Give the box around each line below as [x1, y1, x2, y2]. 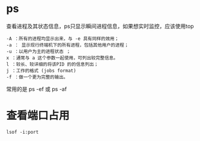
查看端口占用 [6, 109, 70, 122]
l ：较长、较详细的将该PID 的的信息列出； [6, 61, 99, 67]
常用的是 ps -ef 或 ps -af [6, 85, 67, 92]
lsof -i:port [6, 129, 39, 135]
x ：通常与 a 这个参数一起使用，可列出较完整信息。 [6, 55, 118, 61]
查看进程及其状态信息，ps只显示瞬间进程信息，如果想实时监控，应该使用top [6, 22, 194, 30]
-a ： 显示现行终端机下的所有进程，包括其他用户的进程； [6, 42, 129, 48]
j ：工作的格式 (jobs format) [6, 67, 76, 74]
